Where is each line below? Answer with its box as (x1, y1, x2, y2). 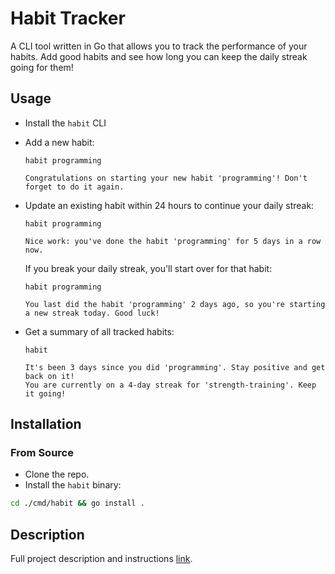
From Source (10, 446, 74, 460)
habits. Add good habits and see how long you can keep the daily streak (10, 50, 308, 62)
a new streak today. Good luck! (24, 308, 160, 318)
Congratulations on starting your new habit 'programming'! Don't (24, 173, 308, 183)
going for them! (10, 61, 74, 73)
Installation (10, 416, 82, 433)
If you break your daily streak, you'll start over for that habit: (24, 262, 273, 274)
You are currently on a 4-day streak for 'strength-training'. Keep (24, 380, 317, 390)
